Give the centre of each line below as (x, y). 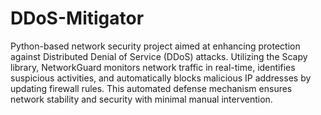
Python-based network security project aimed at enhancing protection (155, 46)
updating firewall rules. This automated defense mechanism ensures (151, 88)
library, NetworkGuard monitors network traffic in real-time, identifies (153, 67)
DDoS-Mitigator (77, 18)
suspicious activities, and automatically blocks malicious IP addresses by (161, 78)
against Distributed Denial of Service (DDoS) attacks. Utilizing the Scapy (159, 56)
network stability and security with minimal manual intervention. (141, 99)
